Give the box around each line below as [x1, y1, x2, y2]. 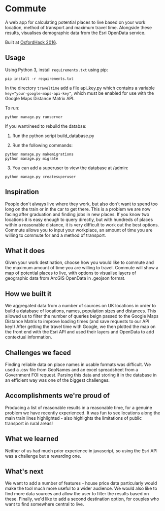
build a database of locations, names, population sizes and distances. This [5, 308, 156, 314]
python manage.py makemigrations [5, 151, 74, 157]
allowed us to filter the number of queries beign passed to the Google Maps [5, 313, 159, 319]
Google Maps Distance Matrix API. [5, 95, 75, 101]
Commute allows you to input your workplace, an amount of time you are [5, 227, 153, 233]
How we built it [5, 290, 52, 298]
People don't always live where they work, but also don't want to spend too [5, 201, 158, 207]
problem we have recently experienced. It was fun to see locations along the [5, 410, 161, 416]
